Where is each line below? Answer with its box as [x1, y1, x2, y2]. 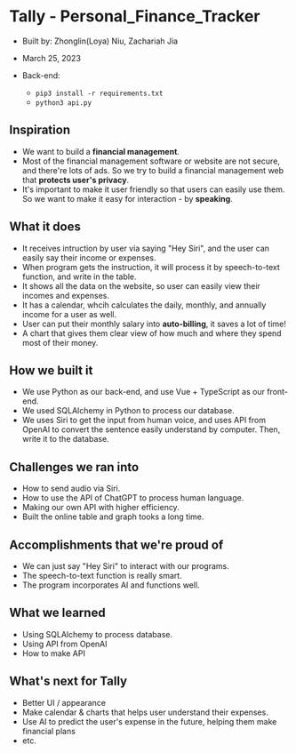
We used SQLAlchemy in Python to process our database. [21, 405, 235, 416]
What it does [9, 220, 82, 235]
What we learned [9, 605, 106, 621]
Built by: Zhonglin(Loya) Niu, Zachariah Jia [21, 36, 179, 46]
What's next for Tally [9, 674, 127, 689]
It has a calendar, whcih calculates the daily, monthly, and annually [21, 300, 267, 310]
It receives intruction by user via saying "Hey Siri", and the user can [21, 243, 269, 253]
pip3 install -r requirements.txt [35, 89, 164, 98]
